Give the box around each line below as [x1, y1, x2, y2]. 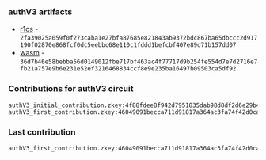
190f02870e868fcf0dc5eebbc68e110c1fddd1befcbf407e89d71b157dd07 [19, 41, 237, 49]
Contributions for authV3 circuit [8, 83, 134, 94]
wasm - [19, 48, 45, 58]
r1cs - [19, 25, 39, 34]
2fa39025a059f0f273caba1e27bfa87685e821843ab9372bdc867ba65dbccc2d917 [19, 34, 258, 42]
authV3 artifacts [8, 6, 73, 17]
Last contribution [8, 126, 76, 137]
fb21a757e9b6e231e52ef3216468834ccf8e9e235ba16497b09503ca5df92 [19, 65, 237, 73]
